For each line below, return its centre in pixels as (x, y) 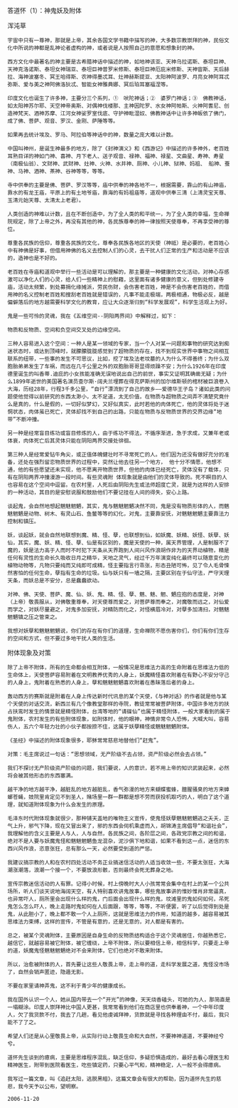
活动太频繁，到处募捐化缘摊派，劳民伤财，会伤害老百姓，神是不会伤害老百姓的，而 (121, 287)
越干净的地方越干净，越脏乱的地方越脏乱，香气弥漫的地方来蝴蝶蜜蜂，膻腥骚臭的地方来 (116, 789)
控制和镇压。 (23, 522)
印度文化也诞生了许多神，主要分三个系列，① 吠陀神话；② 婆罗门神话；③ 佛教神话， (118, 98)
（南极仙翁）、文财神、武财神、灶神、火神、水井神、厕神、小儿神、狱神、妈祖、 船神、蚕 (119, 164)
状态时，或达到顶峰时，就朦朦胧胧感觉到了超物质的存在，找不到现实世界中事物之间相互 (121, 351)
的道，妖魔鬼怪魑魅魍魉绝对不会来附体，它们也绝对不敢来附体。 (87, 951)
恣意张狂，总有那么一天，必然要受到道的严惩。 (97, 849)
